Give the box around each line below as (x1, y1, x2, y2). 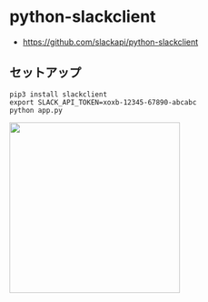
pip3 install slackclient (9, 89, 107, 99)
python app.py (9, 106, 64, 115)
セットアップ (9, 65, 82, 81)
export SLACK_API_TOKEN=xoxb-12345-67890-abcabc (9, 97, 197, 106)
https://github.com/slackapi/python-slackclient (22, 36, 199, 47)
